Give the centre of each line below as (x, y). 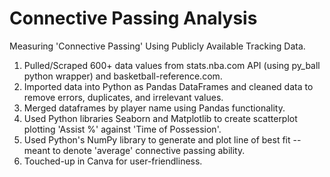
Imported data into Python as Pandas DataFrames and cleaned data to (168, 86)
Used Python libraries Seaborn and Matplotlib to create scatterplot (160, 118)
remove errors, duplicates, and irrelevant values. (123, 97)
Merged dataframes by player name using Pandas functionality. (154, 108)
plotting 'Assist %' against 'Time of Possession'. (122, 129)
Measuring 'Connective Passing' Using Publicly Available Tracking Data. (157, 46)
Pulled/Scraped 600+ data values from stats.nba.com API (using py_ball (172, 65)
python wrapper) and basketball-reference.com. (123, 76)
